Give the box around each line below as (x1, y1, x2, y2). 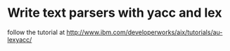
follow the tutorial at (7, 28, 65, 36)
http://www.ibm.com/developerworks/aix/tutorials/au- (66, 28, 223, 36)
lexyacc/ (7, 35, 32, 43)
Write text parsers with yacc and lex (7, 5, 222, 21)
